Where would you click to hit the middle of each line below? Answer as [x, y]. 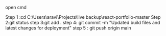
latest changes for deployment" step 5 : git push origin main [68, 28]
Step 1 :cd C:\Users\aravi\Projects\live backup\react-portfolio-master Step [83, 17]
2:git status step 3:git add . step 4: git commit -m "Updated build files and [83, 23]
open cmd [16, 7]
